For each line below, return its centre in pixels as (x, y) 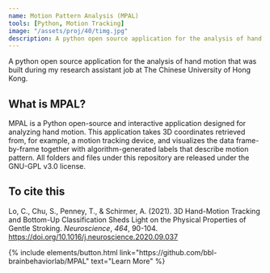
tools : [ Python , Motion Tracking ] (67, 23)
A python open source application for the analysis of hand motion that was (133, 61)
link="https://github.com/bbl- (168, 252)
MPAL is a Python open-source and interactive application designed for (127, 124)
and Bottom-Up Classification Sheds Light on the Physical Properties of (127, 220)
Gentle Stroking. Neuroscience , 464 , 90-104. (83, 228)
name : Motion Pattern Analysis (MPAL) (74, 16)
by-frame (24, 149)
